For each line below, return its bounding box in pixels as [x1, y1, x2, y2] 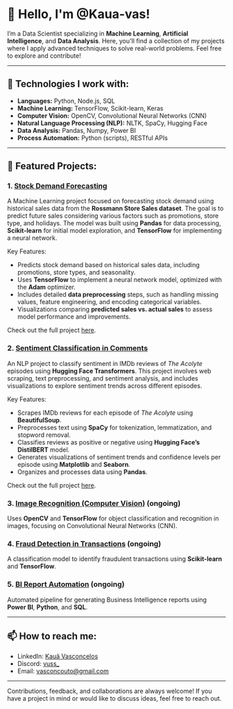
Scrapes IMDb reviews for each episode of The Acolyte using [17, 408, 193, 417]
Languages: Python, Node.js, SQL [17, 97, 116, 105]
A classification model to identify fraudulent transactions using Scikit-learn [7, 555, 223, 563]
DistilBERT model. [17, 445, 70, 454]
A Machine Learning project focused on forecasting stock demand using [7, 197, 214, 205]
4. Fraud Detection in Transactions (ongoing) [7, 539, 162, 548]
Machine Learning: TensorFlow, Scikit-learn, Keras [17, 104, 164, 112]
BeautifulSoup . [17, 415, 62, 424]
